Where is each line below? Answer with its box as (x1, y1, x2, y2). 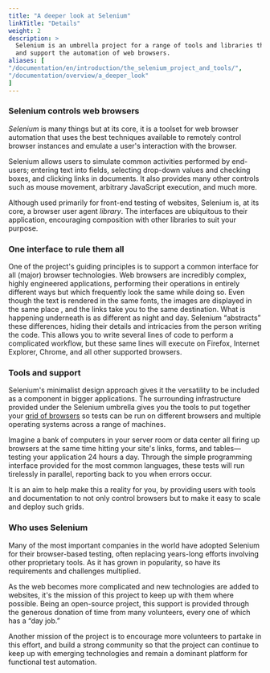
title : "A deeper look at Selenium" (8, 11, 131, 20)
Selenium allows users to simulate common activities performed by (8, 156, 231, 166)
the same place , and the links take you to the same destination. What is (8, 305, 246, 314)
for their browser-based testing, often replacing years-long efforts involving (8, 548, 260, 559)
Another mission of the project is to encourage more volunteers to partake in (8, 631, 262, 641)
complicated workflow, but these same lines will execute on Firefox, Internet (8, 339, 260, 348)
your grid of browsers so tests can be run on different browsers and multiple (8, 411, 261, 421)
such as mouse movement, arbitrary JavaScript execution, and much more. (8, 182, 257, 191)
